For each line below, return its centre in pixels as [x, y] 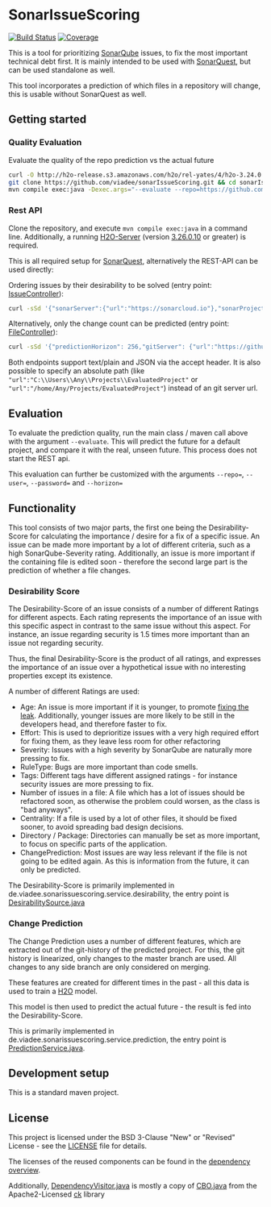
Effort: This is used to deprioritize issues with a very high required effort [140, 733]
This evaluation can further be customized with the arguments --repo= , [126, 474]
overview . [25, 1170]
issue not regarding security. [56, 643]
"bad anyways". [46, 810]
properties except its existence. [60, 676]
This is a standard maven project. [64, 1093]
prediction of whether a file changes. [70, 570]
